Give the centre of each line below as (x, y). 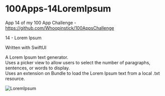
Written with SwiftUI (26, 47)
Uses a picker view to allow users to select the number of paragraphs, (78, 62)
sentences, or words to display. (38, 68)
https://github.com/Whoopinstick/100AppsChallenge (60, 28)
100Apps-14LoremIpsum (58, 9)
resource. (15, 78)
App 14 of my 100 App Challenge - (41, 23)
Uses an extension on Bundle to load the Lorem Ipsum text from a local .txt (82, 73)
